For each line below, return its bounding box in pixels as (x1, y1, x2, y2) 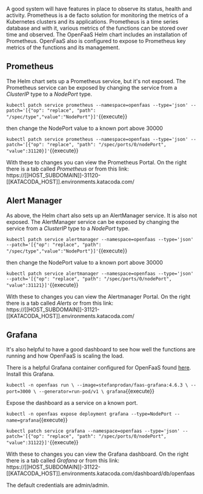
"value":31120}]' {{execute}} (6, 147, 79, 154)
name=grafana (6, 418, 39, 424)
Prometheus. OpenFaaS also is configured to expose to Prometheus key (6, 38, 186, 44)
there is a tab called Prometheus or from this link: (6, 165, 129, 172)
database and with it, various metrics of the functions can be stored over (6, 24, 188, 32)
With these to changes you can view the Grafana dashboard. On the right (6, 450, 189, 458)
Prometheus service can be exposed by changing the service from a (6, 84, 178, 91)
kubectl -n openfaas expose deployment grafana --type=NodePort (6, 411, 172, 418)
